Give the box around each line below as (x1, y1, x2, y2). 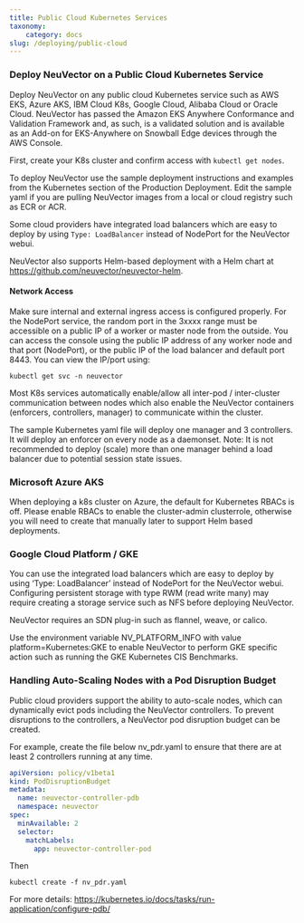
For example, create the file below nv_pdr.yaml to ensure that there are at (9, 741, 282, 752)
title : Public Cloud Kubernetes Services (9, 13, 168, 23)
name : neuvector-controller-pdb (17, 793, 140, 803)
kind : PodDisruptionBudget (9, 776, 111, 786)
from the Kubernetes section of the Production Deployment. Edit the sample (9, 182, 292, 193)
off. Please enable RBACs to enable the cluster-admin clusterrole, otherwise (9, 506, 292, 517)
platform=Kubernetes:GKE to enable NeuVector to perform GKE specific (9, 642, 278, 653)
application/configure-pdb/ (9, 903, 110, 915)
